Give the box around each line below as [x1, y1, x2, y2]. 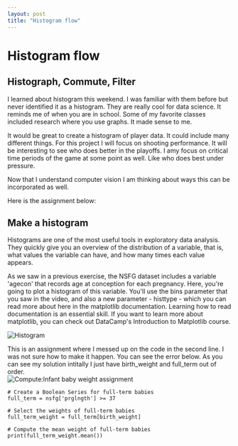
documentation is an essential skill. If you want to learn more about [7, 310, 204, 318]
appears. [7, 259, 33, 267]
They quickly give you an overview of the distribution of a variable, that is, [7, 243, 224, 252]
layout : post [7, 10, 46, 18]
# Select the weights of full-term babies [7, 408, 135, 415]
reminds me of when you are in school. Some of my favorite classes [7, 109, 206, 118]
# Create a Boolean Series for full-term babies [7, 388, 154, 396]
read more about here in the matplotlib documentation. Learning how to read [7, 303, 232, 311]
